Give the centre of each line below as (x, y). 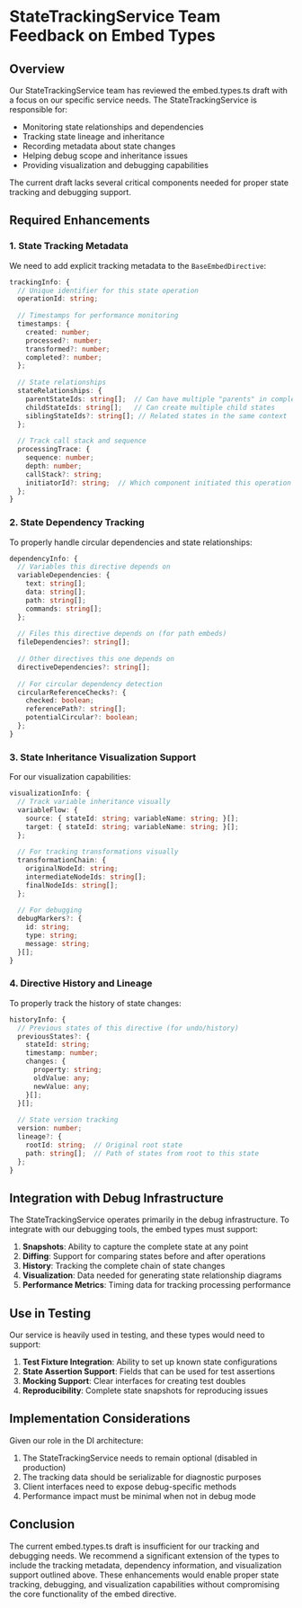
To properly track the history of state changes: (95, 1003)
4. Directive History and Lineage (81, 984)
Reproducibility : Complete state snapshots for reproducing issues (145, 1390)
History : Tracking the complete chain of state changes (124, 1266)
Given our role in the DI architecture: (76, 1440)
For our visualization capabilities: (70, 777)
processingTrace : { (54, 450)
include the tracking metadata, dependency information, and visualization (146, 1565)
